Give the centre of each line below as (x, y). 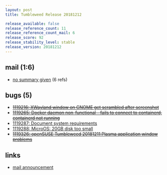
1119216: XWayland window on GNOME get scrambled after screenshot (86, 107)
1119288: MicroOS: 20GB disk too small (53, 129)
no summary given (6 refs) (40, 79)
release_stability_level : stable (40, 42)
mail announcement (33, 167)
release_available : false (32, 24)
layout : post (19, 10)
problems (22, 139)
